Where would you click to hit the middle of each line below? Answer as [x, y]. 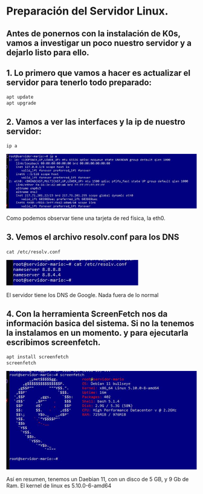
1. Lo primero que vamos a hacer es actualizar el [98, 73]
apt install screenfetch [37, 357]
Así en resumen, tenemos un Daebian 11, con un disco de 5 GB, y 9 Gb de [98, 479]
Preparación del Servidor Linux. [87, 11]
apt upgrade [21, 103]
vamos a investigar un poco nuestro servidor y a [99, 43]
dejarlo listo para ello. [48, 52]
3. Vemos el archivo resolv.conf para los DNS [93, 237]
